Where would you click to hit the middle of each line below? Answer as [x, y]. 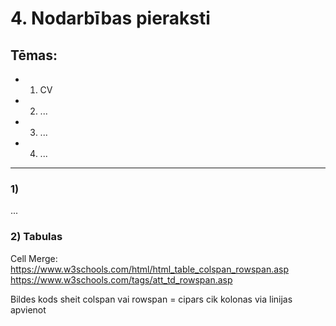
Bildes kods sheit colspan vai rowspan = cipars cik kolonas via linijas [151, 299]
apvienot [28, 309]
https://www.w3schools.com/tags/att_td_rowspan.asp [121, 279]
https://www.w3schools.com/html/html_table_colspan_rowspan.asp [150, 269]
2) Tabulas [36, 237]
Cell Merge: [34, 258]
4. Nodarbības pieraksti [110, 18]
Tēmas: [34, 55]
